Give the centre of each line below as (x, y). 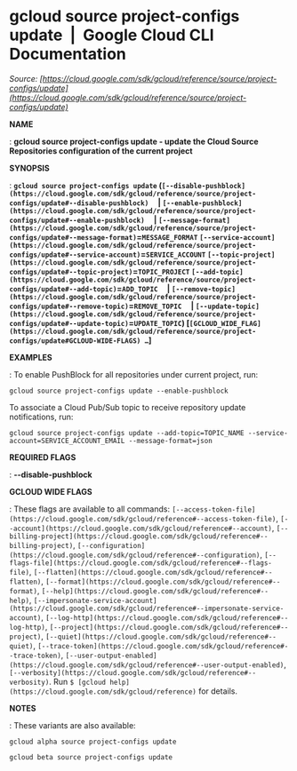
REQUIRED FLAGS (43, 457)
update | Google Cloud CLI (112, 35)
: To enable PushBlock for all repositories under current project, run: (134, 374)
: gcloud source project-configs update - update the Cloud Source (134, 141)
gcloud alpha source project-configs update (93, 742)
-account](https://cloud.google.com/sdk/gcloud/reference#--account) (141, 529)
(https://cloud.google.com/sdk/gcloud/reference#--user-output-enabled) (147, 665)
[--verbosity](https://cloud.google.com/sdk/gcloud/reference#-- (132, 672)
